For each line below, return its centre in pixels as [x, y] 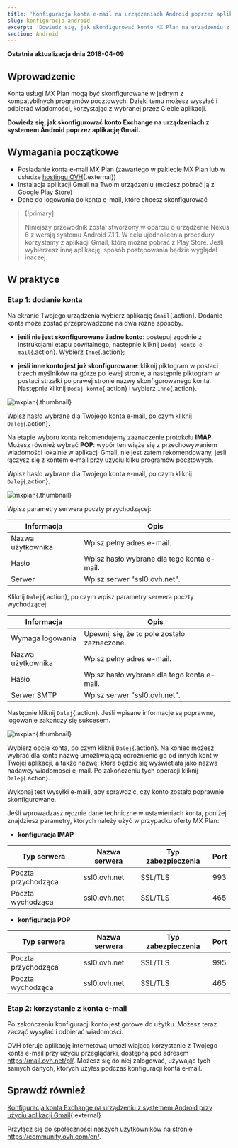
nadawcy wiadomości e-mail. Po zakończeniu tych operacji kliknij [103, 770]
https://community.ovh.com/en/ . [54, 1136]
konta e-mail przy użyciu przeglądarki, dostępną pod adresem [98, 1053]
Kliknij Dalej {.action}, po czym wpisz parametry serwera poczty [101, 596]
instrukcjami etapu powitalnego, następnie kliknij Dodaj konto [107, 344]
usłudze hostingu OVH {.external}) [67, 177]
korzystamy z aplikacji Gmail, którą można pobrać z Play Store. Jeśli [124, 242]
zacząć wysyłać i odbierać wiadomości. [66, 1031]
